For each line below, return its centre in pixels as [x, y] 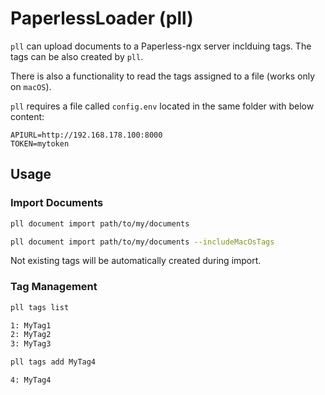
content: [27, 116]
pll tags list [40, 307]
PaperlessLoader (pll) [102, 18]
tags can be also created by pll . [77, 56]
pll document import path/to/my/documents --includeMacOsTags [142, 242]
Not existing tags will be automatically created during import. [136, 261]
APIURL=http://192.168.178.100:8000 [86, 135]
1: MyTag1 [31, 325]
